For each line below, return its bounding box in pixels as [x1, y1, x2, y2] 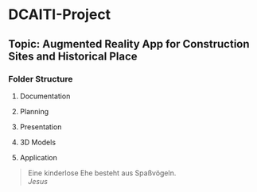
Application [19, 152, 58, 162]
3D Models [19, 137, 56, 147]
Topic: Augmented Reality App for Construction [8, 37, 250, 51]
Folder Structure [8, 73, 73, 84]
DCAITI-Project [8, 6, 111, 24]
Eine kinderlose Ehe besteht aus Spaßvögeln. [27, 168, 177, 178]
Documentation [19, 91, 71, 101]
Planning [19, 106, 49, 116]
